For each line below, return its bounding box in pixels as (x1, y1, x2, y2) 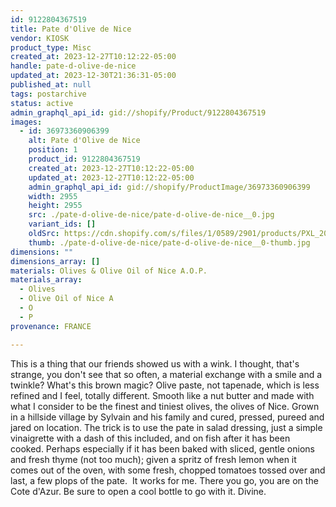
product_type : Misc (10, 42, 92, 53)
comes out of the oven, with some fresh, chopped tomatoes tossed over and (10, 464, 326, 476)
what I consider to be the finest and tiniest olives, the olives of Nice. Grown (10, 400, 320, 412)
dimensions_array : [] (10, 256, 101, 266)
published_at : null (10, 80, 92, 90)
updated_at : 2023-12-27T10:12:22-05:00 (28, 172, 195, 183)
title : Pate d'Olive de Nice (10, 24, 132, 34)
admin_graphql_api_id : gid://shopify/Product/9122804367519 (10, 107, 267, 118)
